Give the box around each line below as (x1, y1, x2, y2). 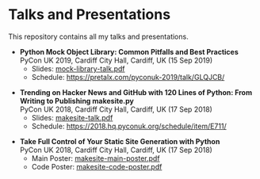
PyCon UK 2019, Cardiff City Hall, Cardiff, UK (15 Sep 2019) (19, 55, 213, 65)
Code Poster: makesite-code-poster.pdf (31, 162, 162, 171)
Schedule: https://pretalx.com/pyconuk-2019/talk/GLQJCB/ (31, 72, 225, 82)
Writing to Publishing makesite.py (19, 96, 135, 105)
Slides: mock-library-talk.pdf (31, 63, 125, 73)
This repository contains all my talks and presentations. (8, 32, 189, 41)
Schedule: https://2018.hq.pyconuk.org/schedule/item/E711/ (31, 121, 227, 131)
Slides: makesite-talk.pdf (31, 112, 113, 122)
